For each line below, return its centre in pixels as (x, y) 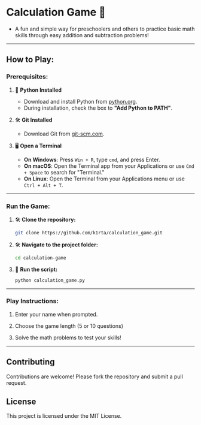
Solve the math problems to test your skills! (68, 337)
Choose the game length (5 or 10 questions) (69, 325)
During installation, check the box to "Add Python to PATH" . (98, 108)
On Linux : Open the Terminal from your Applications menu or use (104, 179)
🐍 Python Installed (38, 90)
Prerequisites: (27, 77)
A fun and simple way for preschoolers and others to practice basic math (105, 29)
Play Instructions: (32, 301)
